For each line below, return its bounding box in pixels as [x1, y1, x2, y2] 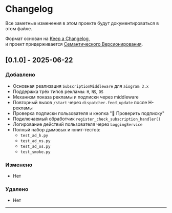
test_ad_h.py [20, 133, 49, 138]
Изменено [5, 161, 33, 168]
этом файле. [5, 25, 32, 31]
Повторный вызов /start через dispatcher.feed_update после [12, 99, 147, 105]
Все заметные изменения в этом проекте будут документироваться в [5, 20, 159, 26]
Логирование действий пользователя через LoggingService [12, 121, 143, 127]
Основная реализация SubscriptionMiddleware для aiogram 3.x [12, 83, 149, 89]
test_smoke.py [20, 149, 51, 154]
